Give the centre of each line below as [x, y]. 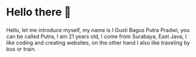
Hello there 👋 [39, 12]
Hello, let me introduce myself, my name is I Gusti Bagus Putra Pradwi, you [98, 30]
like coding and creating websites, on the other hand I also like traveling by [98, 43]
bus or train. [21, 49]
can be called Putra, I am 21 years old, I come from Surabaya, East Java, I [97, 37]
